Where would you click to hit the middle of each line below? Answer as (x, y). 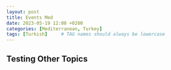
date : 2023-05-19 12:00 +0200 (45, 23)
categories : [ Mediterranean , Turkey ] (54, 29)
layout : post (23, 12)
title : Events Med (30, 17)
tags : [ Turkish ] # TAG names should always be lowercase (86, 34)
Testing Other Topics (47, 59)
